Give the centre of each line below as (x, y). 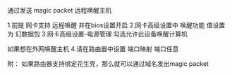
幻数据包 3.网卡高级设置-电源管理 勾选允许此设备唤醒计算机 (102, 34)
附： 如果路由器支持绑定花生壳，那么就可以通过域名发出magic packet (108, 64)
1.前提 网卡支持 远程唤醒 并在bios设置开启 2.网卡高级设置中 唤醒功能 (106, 25)
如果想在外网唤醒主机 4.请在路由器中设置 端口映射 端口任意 (93, 49)
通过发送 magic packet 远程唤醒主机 (60, 10)
